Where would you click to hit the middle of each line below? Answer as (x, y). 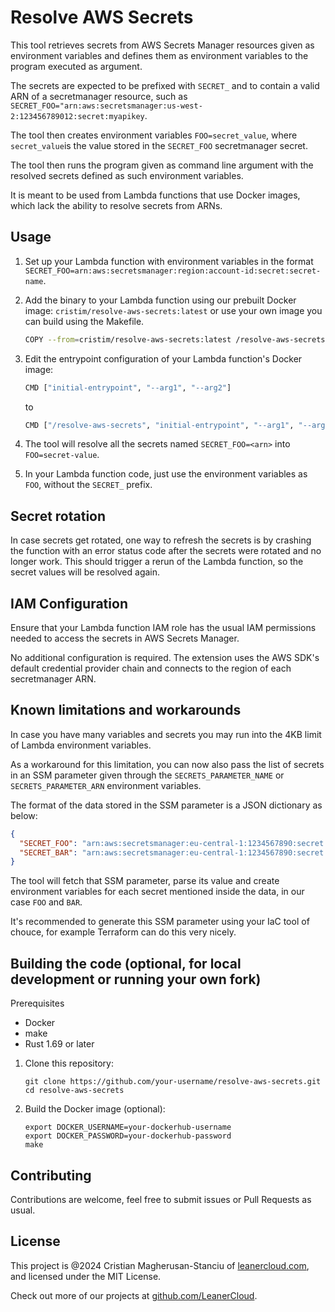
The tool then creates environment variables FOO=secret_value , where (154, 135)
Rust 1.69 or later (59, 1044)
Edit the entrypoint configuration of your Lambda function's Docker (163, 358)
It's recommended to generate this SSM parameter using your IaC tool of (160, 922)
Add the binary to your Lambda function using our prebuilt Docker (160, 300)
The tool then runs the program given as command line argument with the (162, 165)
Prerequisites (37, 1003)
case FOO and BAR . (46, 902)
